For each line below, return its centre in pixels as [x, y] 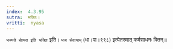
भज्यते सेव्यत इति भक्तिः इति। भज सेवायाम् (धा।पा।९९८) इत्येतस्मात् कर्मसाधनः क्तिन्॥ [86, 40]
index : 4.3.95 [25, 12]
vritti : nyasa [25, 23]
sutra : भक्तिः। [23, 17]
